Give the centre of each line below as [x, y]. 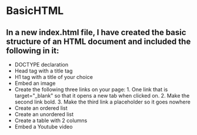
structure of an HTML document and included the [98, 41]
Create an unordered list [44, 114]
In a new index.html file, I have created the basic [96, 32]
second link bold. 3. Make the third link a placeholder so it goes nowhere [103, 102]
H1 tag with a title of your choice [54, 77]
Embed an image [35, 83]
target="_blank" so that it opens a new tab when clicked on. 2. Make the [102, 96]
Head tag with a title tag [44, 71]
